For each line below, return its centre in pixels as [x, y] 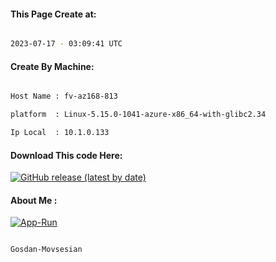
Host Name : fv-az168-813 [64, 96]
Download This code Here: [66, 155]
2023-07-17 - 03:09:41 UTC [66, 44]
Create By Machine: [52, 66]
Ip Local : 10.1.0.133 [60, 133]
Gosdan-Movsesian [46, 250]
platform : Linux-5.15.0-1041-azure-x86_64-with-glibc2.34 [138, 115]
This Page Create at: [53, 14]
